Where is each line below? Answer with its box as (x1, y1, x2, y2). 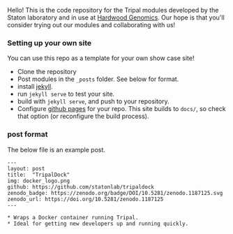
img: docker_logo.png (7, 177, 70, 184)
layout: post (7, 165, 45, 172)
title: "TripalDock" (7, 171, 70, 178)
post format (7, 129, 48, 139)
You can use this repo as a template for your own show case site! (7, 54, 195, 62)
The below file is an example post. (7, 145, 106, 154)
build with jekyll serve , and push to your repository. (17, 97, 170, 105)
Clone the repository (17, 68, 77, 76)
